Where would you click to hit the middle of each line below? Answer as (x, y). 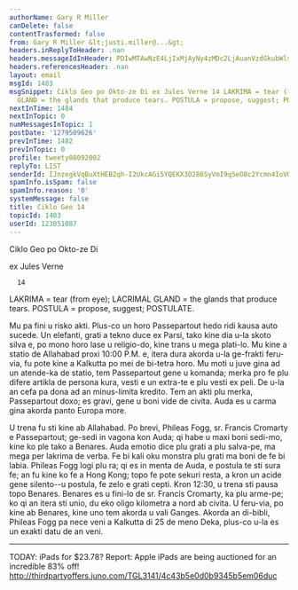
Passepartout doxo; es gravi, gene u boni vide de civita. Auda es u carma (143, 401)
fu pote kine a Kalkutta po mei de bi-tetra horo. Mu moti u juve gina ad (153, 363)
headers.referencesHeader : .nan (69, 67)
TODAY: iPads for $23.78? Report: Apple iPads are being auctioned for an (143, 556)
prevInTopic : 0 (37, 149)
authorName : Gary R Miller (59, 17)
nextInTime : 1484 (41, 108)
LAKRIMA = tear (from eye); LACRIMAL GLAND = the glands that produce (143, 299)
